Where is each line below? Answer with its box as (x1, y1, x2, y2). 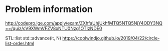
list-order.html (5, 40, 35, 46)
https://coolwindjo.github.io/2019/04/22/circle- (62, 35, 160, 41)
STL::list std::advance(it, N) (5, 35, 62, 41)
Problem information (5, 3, 93, 15)
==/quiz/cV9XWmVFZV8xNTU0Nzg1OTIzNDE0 (5, 25, 102, 31)
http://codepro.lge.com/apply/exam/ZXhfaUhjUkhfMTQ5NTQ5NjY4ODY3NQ (5, 20, 163, 26)
